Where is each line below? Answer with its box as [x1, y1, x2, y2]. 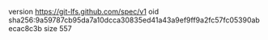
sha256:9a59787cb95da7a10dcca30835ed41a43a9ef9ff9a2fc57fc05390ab [8, 15, 261, 25]
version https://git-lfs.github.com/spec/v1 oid [8, 7, 160, 16]
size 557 [43, 24, 72, 33]
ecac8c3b [8, 24, 43, 33]
